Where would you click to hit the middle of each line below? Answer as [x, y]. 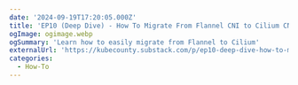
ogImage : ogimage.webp [51, 34]
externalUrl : [33, 50]
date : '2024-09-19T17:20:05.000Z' [73, 17]
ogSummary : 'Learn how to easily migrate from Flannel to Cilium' [134, 42]
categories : [31, 58]
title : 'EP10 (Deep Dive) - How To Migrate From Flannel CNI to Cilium [144, 26]
